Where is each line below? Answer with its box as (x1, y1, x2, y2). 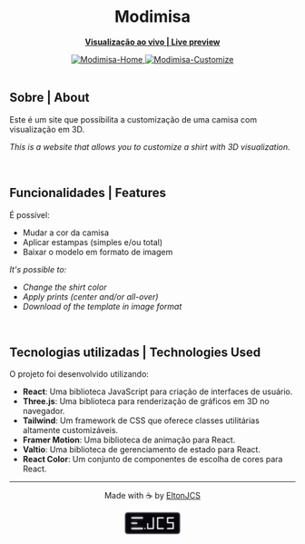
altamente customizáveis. (22, 425, 119, 436)
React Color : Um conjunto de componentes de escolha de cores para (22, 454, 283, 465)
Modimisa (114, 6, 191, 27)
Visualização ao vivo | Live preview (84, 36, 221, 47)
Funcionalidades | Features (9, 185, 166, 201)
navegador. (22, 406, 65, 417)
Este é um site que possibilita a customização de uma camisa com (9, 114, 257, 124)
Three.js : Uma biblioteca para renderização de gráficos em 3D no (22, 396, 270, 407)
